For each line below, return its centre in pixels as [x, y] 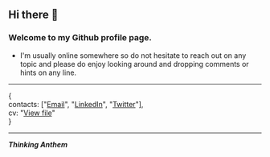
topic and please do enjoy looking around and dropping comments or [134, 64]
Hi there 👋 [33, 15]
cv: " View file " [32, 113]
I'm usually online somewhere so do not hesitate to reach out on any [133, 55]
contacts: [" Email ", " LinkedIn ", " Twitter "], [76, 104]
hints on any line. [48, 72]
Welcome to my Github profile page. [80, 38]
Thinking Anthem [38, 144]
